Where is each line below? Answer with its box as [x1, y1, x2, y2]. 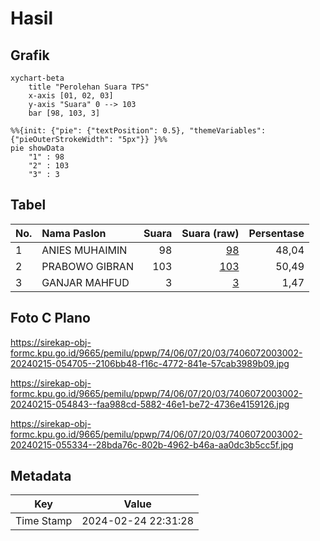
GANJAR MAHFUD [41, 275, 130, 289]
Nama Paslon [41, 226, 107, 240]
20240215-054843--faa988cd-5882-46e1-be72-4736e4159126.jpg [10, 398, 290, 410]
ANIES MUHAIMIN [41, 243, 128, 257]
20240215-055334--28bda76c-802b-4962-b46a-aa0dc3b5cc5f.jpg [10, 438, 294, 451]
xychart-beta [10, 73, 65, 83]
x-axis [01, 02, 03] [28, 91, 114, 101]
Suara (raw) [181, 226, 240, 240]
